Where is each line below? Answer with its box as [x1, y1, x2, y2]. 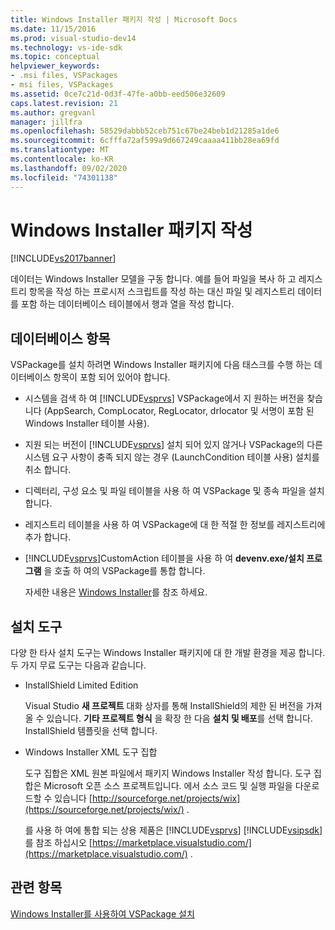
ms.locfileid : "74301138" [10, 172, 118, 183]
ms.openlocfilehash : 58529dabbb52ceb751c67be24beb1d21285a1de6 [10, 126, 280, 136]
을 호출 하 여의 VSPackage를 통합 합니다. [43, 565, 206, 577]
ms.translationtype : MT [10, 145, 110, 155]
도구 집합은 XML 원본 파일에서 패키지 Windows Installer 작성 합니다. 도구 [24, 767, 312, 780]
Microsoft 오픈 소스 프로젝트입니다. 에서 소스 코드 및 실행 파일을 [43, 780, 293, 792]
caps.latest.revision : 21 [10, 98, 118, 108]
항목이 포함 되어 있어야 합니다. [53, 371, 171, 383]
